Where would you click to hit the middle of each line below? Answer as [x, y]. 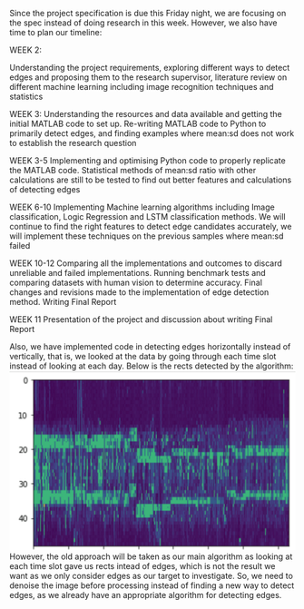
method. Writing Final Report [63, 302]
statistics [26, 96]
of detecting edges [45, 189]
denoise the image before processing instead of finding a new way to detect [152, 585]
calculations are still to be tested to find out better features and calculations [151, 180]
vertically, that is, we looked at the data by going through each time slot [143, 356]
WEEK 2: [26, 50]
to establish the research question [73, 143]
